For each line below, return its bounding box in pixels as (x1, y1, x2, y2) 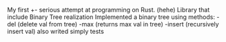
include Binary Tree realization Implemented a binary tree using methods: (7, 13, 216, 21)
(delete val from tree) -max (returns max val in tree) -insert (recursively (17, 20, 219, 28)
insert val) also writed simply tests (7, 27, 105, 35)
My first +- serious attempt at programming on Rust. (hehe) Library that (7, 6, 210, 14)
